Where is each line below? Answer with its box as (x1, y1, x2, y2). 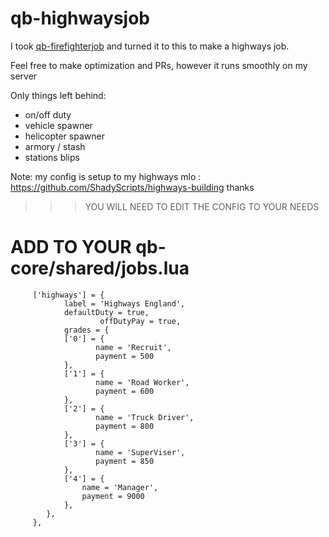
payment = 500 (95, 351, 155, 361)
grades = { (63, 325, 110, 335)
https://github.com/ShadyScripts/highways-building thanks (10, 181, 255, 193)
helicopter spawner (24, 130, 105, 142)
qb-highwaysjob (10, 7, 151, 30)
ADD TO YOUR (10, 236, 132, 259)
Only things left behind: (10, 89, 107, 101)
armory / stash (24, 140, 86, 152)
